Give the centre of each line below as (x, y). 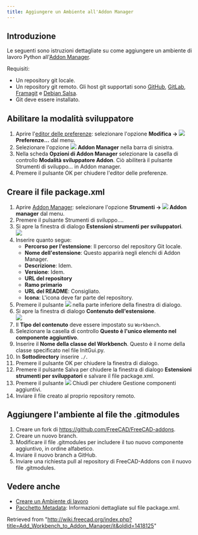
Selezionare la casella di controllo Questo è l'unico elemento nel (96, 331)
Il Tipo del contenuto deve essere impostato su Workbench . (88, 325)
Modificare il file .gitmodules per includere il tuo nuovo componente (99, 442)
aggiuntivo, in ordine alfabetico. (55, 448)
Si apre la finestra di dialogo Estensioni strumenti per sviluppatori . (99, 227)
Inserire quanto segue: (43, 240)
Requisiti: (18, 69)
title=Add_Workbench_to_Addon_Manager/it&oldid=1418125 (80, 525)
